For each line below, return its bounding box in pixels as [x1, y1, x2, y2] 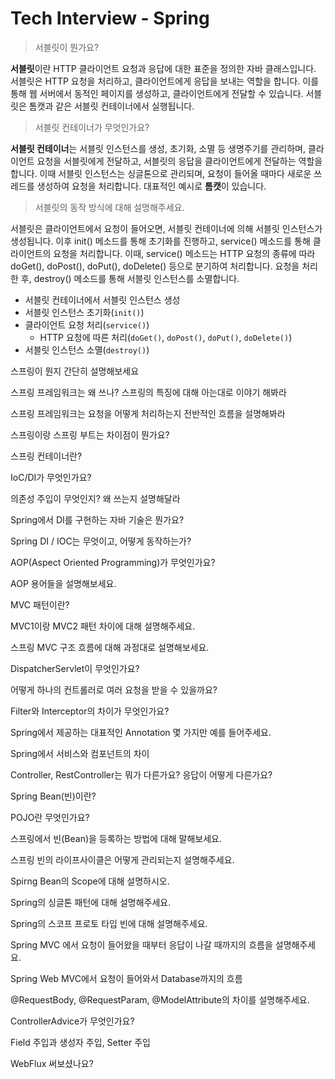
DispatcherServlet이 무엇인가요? [10, 662, 140, 674]
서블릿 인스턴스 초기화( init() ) [24, 306, 145, 318]
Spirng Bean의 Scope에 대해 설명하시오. [10, 875, 170, 887]
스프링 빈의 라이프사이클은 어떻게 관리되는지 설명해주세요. [10, 853, 235, 866]
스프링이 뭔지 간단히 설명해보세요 [10, 365, 140, 377]
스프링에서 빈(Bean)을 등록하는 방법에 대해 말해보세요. [10, 832, 223, 844]
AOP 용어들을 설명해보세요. [10, 577, 117, 589]
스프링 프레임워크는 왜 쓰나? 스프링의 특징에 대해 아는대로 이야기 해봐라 [10, 386, 287, 398]
